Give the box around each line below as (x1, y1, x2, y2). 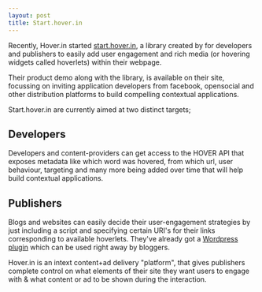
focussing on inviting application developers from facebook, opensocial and (8, 80, 254, 91)
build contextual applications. (8, 174, 104, 183)
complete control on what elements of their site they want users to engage (8, 266, 250, 276)
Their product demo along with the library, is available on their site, (8, 73, 225, 82)
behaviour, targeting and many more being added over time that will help (8, 165, 244, 174)
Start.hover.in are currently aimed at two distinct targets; (8, 104, 191, 114)
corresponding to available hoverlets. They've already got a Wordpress (8, 234, 238, 244)
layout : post (8, 11, 51, 20)
